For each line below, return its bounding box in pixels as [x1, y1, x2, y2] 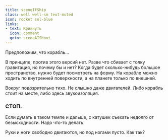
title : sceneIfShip [5, 7, 46, 13]
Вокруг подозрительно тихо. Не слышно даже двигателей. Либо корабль [5, 85, 163, 91]
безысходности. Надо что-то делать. [5, 119, 85, 126]
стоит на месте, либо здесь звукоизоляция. [5, 90, 99, 96]
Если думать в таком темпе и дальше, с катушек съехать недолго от [5, 114, 154, 120]
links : [5, 21, 19, 27]
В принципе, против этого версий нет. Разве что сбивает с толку [5, 59, 145, 65]
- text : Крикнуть [5, 26, 42, 31]
